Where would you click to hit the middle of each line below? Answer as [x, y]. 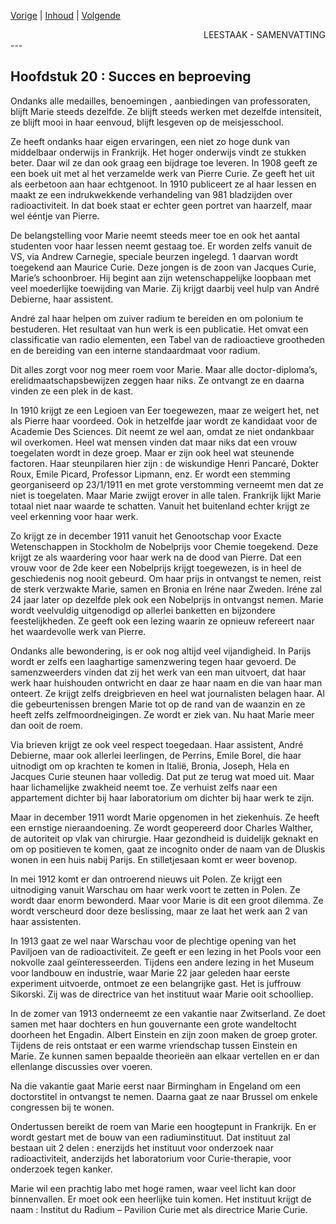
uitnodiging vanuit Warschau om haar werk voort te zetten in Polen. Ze [155, 889]
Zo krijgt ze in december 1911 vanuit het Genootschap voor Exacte [146, 536]
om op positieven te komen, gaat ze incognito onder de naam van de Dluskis [168, 849]
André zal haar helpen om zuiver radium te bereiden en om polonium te [157, 318]
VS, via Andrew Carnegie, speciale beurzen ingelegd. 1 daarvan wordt [154, 256]
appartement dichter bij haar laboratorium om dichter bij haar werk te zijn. [162, 797]
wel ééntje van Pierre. [55, 216]
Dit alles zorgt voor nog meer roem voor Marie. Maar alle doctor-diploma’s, [164, 369]
